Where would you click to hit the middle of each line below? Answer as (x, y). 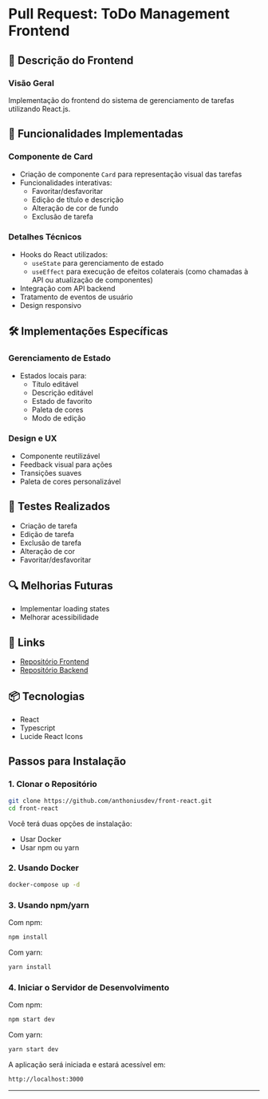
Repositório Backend (54, 670)
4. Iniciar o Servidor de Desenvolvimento (89, 987)
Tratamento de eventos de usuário (76, 297)
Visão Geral (31, 83)
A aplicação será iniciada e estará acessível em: (87, 1064)
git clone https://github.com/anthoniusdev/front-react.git (110, 801)
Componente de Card (51, 156)
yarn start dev (33, 1049)
